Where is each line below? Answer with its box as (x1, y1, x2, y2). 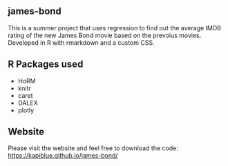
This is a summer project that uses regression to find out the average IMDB (8, 23, 222, 32)
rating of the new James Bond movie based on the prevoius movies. (8, 31, 202, 39)
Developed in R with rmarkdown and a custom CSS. (8, 38, 155, 47)
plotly (17, 106, 35, 114)
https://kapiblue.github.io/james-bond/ (8, 152, 118, 160)
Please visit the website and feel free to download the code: (8, 144, 178, 152)
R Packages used (8, 59, 84, 70)
